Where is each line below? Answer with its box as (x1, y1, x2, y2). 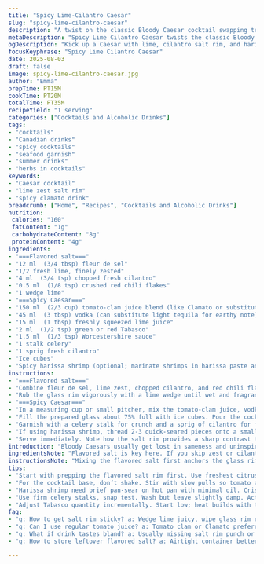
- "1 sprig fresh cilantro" (8, 347, 101, 356)
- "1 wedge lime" (8, 289, 65, 297)
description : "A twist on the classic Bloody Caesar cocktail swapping (8, 26, 247, 34)
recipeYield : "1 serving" (8, 107, 93, 115)
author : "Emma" (8, 77, 58, 85)
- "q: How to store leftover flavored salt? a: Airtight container (8, 537, 234, 545)
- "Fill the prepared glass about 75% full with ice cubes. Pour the (8, 413, 241, 421)
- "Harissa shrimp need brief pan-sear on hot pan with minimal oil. (8, 486, 241, 494)
